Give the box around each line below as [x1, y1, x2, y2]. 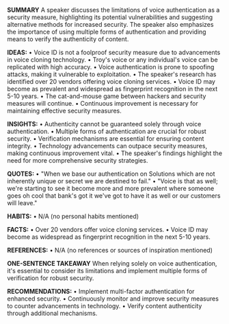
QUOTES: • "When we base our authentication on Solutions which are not [7, 170, 215, 178]
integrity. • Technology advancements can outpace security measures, [7, 142, 207, 150]
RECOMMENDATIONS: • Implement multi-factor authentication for [7, 288, 195, 295]
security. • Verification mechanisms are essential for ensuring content [7, 135, 204, 143]
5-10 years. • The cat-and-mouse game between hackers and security [7, 92, 206, 100]
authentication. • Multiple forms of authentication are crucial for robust [7, 127, 206, 135]
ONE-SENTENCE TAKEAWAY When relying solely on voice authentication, [7, 259, 217, 267]
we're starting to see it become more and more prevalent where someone [7, 185, 215, 192]
